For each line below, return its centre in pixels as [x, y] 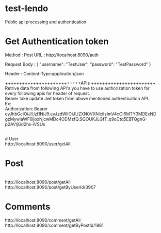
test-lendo [27, 8]
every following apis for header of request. [48, 93]
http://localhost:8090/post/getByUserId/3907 [50, 187]
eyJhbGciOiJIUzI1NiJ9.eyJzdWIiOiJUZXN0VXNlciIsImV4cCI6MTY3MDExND [81, 114]
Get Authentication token [57, 41]
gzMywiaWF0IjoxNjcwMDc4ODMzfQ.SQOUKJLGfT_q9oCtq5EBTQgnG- [76, 119]
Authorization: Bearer [26, 109]
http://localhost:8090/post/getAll [38, 182]
